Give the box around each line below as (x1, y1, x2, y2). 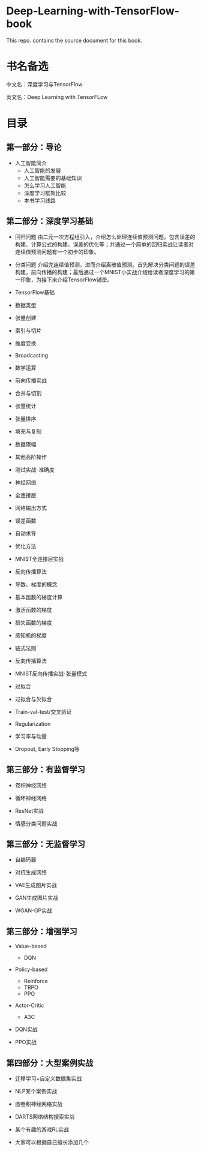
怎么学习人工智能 (23, 182, 67, 189)
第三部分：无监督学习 (6, 839, 85, 849)
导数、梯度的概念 (14, 581, 58, 588)
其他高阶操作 (14, 453, 47, 460)
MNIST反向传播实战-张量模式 (14, 670, 88, 677)
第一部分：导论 (6, 142, 62, 152)
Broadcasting (14, 351, 49, 359)
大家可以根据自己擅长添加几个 (14, 1138, 89, 1146)
